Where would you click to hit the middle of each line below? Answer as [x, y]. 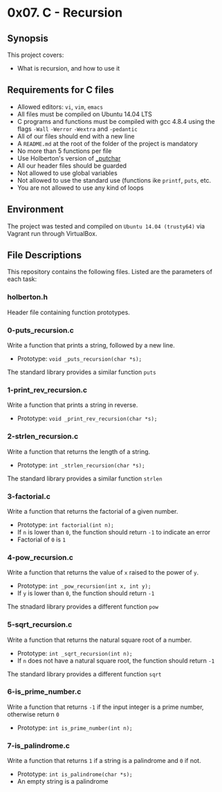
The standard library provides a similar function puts [82, 372]
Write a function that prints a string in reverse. [73, 405]
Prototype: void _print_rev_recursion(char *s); [87, 418]
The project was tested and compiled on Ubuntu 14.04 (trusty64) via [106, 226]
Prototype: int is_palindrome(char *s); [75, 774]
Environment [36, 209]
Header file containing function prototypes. [68, 312]
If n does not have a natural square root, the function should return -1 [116, 660]
